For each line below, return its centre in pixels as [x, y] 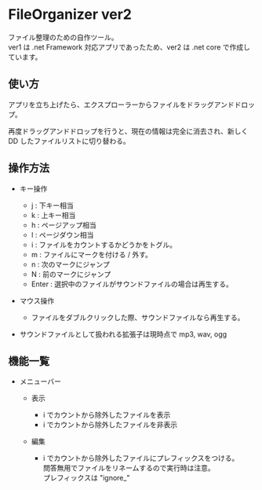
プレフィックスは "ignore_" [86, 478]
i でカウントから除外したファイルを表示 [107, 415]
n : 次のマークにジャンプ [70, 264]
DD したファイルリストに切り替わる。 [69, 141]
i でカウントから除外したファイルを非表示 [110, 425]
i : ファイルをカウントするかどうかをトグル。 [104, 245]
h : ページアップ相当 [64, 225]
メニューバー [40, 381]
